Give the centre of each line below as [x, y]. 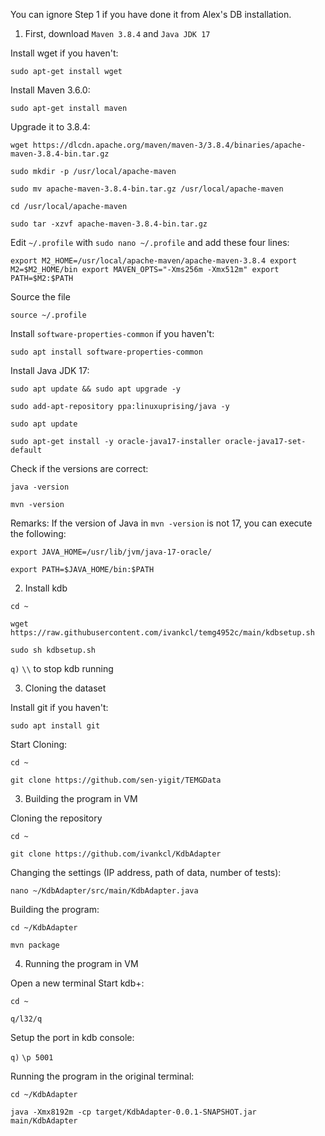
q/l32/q [26, 1019]
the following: [38, 533]
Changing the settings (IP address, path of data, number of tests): [146, 872]
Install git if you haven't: [59, 707]
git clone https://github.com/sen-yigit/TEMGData [116, 780]
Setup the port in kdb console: [72, 1037]
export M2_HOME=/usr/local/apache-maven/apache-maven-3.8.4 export [154, 261]
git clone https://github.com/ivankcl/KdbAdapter [116, 854]
